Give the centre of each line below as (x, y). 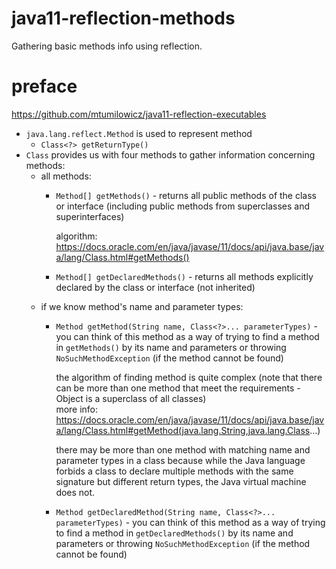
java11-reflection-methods (123, 18)
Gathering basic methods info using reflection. (107, 46)
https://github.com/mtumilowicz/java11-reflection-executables (139, 114)
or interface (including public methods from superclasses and (183, 206)
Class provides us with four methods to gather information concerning (170, 154)
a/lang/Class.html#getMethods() (122, 257)
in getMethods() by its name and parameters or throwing (171, 347)
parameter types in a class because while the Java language (180, 460)
